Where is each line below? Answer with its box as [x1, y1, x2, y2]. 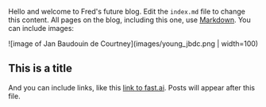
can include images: [8, 24, 74, 32]
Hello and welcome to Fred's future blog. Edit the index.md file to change [8, 7, 246, 16]
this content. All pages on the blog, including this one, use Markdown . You [8, 15, 252, 25]
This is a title [8, 62, 73, 75]
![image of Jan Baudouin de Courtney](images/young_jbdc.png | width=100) [8, 39, 259, 48]
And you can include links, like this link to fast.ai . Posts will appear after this [8, 82, 256, 92]
